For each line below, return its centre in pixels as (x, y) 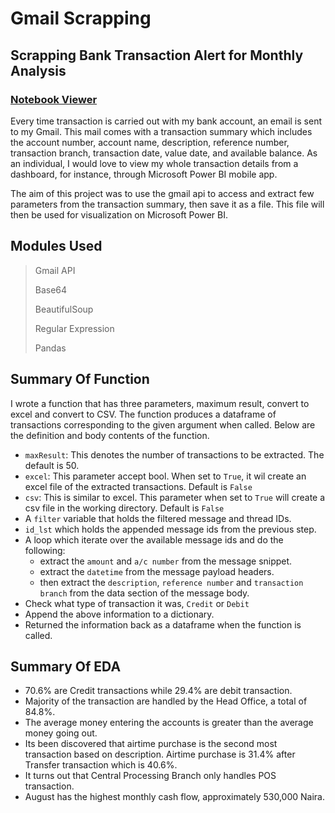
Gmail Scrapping (81, 18)
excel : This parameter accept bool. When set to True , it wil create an (165, 476)
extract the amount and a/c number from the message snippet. (166, 561)
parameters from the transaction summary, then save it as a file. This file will (167, 204)
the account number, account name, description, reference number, (150, 142)
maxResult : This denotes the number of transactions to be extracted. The (174, 454)
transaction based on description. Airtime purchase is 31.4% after (160, 754)
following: (45, 550)
